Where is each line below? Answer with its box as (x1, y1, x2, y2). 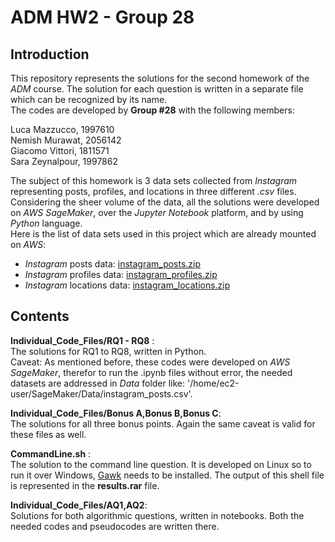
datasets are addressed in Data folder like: (10, 377, 186, 389)
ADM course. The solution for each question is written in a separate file (10, 83, 304, 95)
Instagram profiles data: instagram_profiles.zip (24, 269, 218, 280)
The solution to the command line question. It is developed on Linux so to (10, 458, 312, 470)
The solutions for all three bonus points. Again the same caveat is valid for (10, 417, 316, 430)
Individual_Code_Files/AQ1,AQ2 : (10, 499, 148, 511)
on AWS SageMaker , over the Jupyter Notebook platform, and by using (10, 207, 304, 218)
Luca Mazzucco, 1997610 (10, 124, 115, 135)
